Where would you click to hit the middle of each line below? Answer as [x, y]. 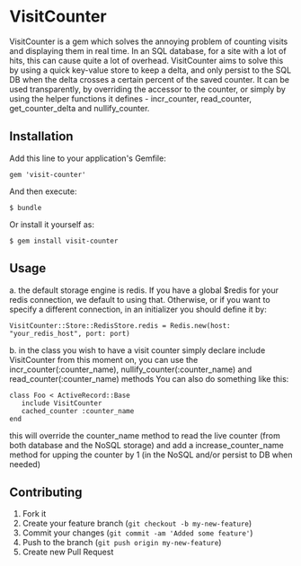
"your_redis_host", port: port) [70, 333]
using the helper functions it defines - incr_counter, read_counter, [130, 98]
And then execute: [43, 191]
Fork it [34, 514]
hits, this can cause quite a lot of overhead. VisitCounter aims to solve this [146, 60]
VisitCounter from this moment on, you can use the [104, 359]
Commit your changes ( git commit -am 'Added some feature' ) [137, 533]
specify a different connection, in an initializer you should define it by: [138, 309]
